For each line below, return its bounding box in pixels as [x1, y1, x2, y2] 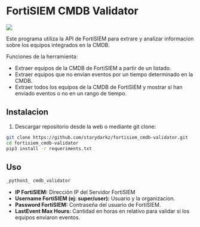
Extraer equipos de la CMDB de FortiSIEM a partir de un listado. [14, 64, 171, 71]
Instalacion [6, 107, 49, 117]
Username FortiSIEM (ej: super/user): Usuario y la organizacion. [14, 195, 176, 202]
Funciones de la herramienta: [6, 52, 78, 60]
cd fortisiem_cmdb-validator [6, 140, 79, 146]
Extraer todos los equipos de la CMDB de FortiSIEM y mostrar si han [14, 83, 183, 91]
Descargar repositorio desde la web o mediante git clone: [14, 123, 156, 130]
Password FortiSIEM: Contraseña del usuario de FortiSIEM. [14, 201, 161, 209]
